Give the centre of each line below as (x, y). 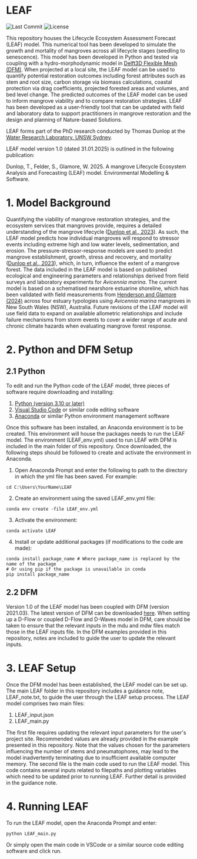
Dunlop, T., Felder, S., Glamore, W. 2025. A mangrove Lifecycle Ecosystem (96, 166)
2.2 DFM (22, 592)
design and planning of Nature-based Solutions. (64, 119)
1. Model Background (58, 203)
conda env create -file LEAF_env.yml (52, 509)
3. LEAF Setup (41, 668)
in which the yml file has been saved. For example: (76, 476)
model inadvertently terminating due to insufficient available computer (91, 757)
